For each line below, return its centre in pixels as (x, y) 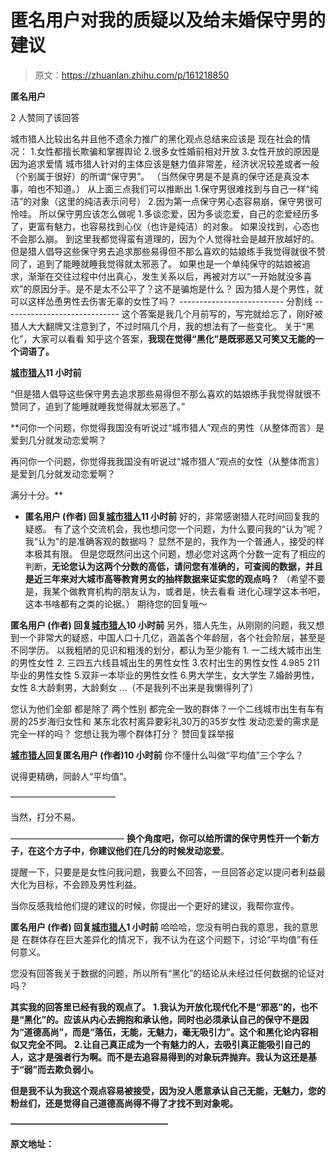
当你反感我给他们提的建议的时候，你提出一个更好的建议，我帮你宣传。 (155, 905)
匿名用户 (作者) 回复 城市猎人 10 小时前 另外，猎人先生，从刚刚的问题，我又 (163, 625)
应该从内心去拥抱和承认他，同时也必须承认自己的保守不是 (182, 1019)
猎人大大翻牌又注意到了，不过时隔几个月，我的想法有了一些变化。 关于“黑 (162, 326)
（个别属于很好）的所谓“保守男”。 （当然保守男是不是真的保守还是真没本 (160, 176)
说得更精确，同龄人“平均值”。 (71, 776)
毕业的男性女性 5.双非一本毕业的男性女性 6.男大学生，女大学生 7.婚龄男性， (165, 675)
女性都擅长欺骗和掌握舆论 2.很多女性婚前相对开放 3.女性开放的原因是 (178, 151)
